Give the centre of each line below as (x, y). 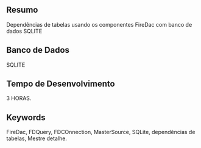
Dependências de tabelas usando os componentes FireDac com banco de (99, 24)
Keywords (26, 117)
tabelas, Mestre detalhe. (37, 138)
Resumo (22, 10)
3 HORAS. (19, 98)
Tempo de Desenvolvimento (61, 84)
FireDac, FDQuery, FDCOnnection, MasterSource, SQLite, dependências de (101, 132)
